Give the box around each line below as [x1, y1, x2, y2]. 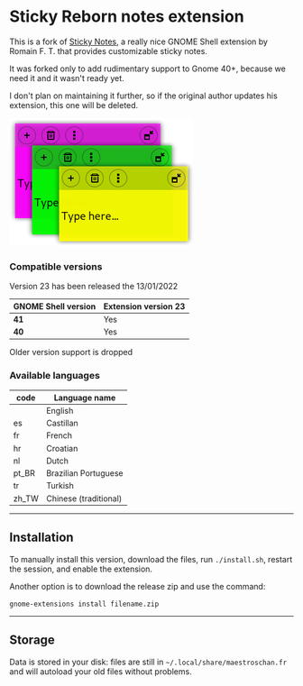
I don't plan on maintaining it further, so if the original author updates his [9, 90, 278, 101]
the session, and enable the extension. [9, 563, 153, 574]
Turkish [46, 480, 74, 491]
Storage [9, 633, 56, 648]
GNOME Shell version [13, 300, 96, 312]
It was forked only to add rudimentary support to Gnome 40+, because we [9, 63, 286, 74]
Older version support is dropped [9, 346, 133, 357]
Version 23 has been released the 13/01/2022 [9, 281, 179, 292]
